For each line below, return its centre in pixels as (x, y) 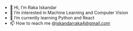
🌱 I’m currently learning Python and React (52, 18)
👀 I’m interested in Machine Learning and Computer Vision (69, 13)
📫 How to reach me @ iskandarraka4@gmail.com (60, 23)
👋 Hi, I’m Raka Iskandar (33, 8)
